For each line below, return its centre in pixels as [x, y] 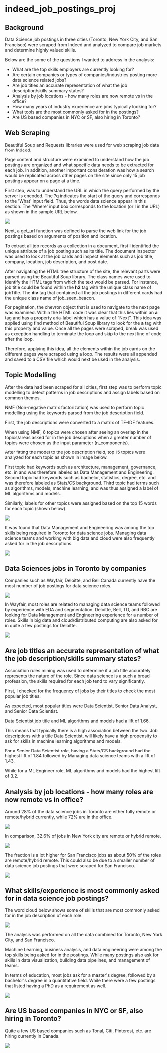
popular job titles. [23, 696]
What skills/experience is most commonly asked [82, 891]
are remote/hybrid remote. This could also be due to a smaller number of [80, 860]
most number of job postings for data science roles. [58, 586]
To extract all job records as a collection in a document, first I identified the [82, 246]
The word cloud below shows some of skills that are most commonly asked [82, 910]
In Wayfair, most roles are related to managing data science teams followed [83, 604]
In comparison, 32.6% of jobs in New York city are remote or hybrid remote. [83, 836]
